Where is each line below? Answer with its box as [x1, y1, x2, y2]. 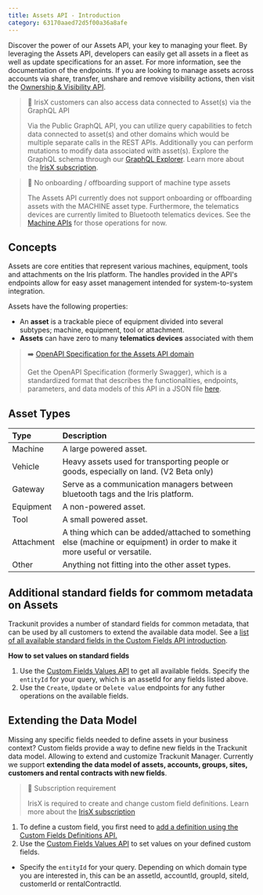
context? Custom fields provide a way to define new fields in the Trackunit [8, 743, 248, 752]
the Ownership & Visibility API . [8, 82, 106, 91]
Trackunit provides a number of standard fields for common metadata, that [8, 619, 249, 628]
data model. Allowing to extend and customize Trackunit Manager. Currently [8, 751, 254, 761]
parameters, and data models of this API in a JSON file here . [27, 384, 222, 393]
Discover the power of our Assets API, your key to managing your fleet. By [8, 40, 248, 49]
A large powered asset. [62, 444, 147, 455]
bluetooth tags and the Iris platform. [62, 488, 194, 499]
